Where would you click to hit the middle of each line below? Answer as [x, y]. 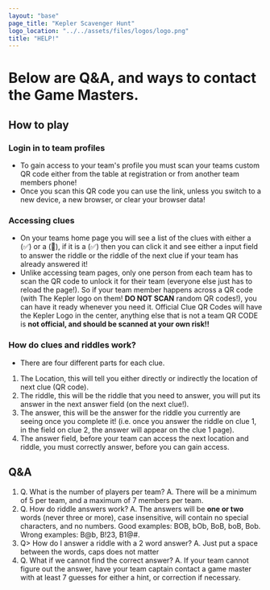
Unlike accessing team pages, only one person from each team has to [136, 273]
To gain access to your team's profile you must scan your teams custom [140, 165]
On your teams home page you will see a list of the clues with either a [135, 238]
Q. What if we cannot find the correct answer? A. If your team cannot [135, 560]
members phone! [48, 183]
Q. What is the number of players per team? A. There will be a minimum [138, 492]
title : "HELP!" [34, 38]
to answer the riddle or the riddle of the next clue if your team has [129, 256]
